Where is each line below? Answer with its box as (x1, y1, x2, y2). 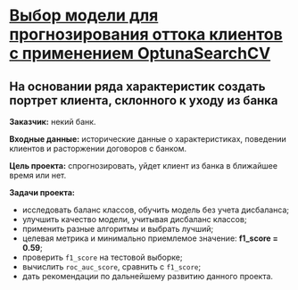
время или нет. (9, 170, 67, 180)
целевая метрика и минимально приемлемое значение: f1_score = (21, 233, 278, 244)
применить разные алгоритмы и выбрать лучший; (21, 224, 214, 234)
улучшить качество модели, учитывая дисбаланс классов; (21, 214, 247, 224)
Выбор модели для (9, 5, 159, 26)
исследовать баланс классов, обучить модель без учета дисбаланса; (21, 204, 290, 215)
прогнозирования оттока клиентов (9, 24, 283, 45)
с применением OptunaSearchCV (9, 44, 271, 63)
